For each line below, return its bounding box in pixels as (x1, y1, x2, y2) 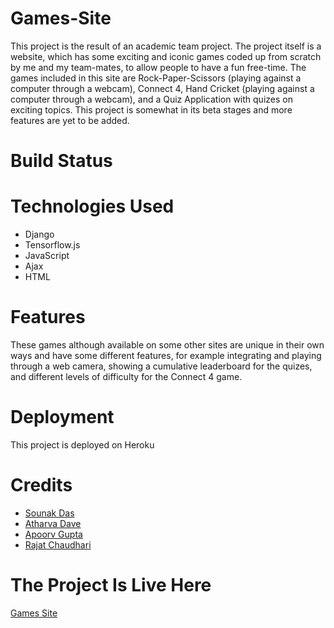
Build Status (10, 150, 113, 172)
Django (24, 228, 55, 241)
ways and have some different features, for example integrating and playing (10, 350, 322, 361)
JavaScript (24, 250, 70, 262)
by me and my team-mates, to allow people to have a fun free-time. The (10, 61, 307, 73)
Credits (10, 474, 73, 497)
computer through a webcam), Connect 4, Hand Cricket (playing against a (10, 82, 315, 94)
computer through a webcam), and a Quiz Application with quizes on (10, 93, 293, 105)
